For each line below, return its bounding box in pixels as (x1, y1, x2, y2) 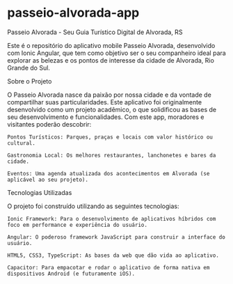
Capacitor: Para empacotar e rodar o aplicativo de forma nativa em (7, 264, 210, 271)
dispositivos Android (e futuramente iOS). (7, 270, 136, 277)
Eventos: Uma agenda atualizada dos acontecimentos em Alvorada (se (7, 170, 210, 177)
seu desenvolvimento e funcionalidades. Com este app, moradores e (7, 113, 204, 121)
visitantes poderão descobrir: (7, 120, 92, 128)
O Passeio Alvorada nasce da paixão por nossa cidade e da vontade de (7, 90, 212, 99)
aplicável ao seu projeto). (7, 176, 89, 183)
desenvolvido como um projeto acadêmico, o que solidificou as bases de (7, 105, 217, 113)
